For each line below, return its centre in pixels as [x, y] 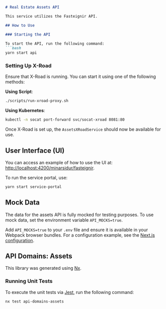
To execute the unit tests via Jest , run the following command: [70, 292]
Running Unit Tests [29, 281]
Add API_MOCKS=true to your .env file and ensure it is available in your [77, 230]
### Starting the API [28, 34]
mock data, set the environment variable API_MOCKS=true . [64, 220]
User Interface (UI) [35, 150]
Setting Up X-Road [28, 66]
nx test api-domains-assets [35, 301]
